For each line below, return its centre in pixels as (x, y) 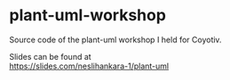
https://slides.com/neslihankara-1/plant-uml (89, 66)
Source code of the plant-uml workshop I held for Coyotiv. (115, 40)
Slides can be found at (50, 56)
